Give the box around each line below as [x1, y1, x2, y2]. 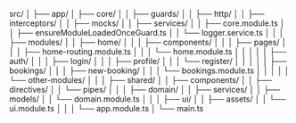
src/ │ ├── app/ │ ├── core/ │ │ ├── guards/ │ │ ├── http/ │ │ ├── [9, 9, 265, 19]
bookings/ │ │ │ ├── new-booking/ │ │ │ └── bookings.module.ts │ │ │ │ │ [9, 65, 290, 76]
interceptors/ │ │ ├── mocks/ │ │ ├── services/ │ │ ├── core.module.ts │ [9, 18, 285, 29]
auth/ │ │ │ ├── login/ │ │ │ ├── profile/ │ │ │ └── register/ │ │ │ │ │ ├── [9, 56, 287, 66]
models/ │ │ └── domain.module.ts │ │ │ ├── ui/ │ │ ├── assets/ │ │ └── [9, 94, 287, 104]
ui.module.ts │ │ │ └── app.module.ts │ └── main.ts [9, 103, 204, 113]
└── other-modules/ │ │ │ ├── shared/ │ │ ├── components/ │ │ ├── [9, 75, 273, 85]
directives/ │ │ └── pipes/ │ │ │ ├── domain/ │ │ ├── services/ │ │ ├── [9, 85, 281, 94]
